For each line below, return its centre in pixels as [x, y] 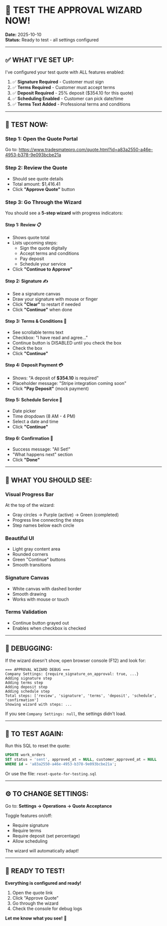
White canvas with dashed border [47, 588]
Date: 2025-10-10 [23, 34]
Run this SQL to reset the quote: [38, 746]
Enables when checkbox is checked [49, 628]
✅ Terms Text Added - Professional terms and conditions [71, 104]
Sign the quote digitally [43, 248]
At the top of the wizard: [30, 505]
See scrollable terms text [38, 332]
